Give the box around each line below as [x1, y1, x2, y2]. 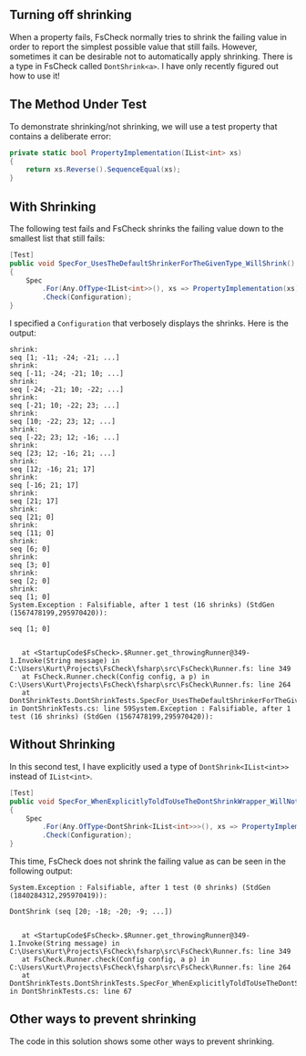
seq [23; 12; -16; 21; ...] [9, 449, 117, 459]
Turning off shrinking [9, 7, 132, 23]
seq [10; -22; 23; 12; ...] [9, 417, 117, 427]
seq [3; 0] [9, 561, 51, 570]
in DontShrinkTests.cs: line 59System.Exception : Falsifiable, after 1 [9, 704, 291, 714]
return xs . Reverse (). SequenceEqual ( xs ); [25, 165, 181, 174]
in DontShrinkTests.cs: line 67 [9, 987, 132, 996]
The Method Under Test [9, 97, 148, 112]
